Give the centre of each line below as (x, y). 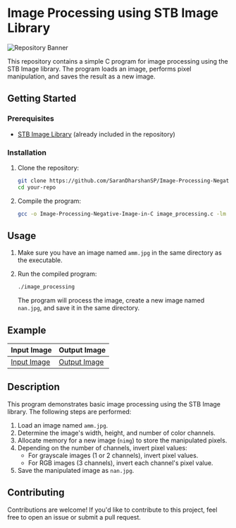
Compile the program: (49, 201)
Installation (27, 152)
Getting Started (42, 99)
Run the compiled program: (57, 274)
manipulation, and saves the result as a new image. (82, 76)
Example (27, 330)
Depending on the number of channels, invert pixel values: (103, 447)
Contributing (36, 493)
